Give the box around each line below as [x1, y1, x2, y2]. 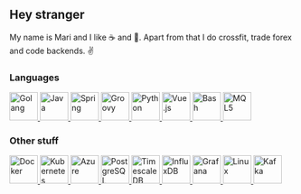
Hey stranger [9, 7, 85, 23]
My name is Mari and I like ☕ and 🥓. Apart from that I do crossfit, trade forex [9, 32, 292, 42]
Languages [9, 71, 61, 84]
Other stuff [9, 134, 59, 147]
